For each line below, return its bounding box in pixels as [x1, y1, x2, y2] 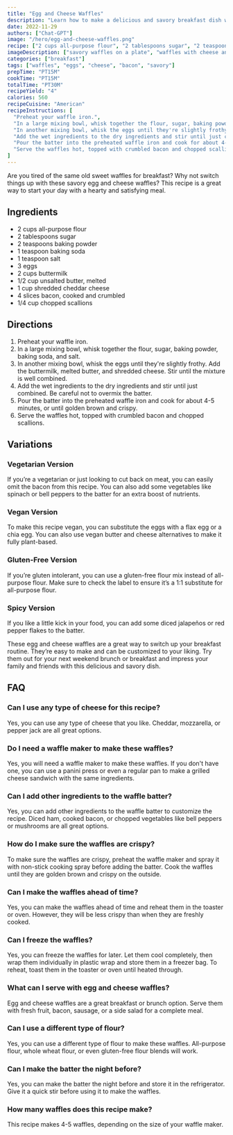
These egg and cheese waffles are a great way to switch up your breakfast [7, 640, 222, 648]
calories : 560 [7, 95, 49, 101]
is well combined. [17, 374, 68, 382]
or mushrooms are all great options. [7, 822, 110, 831]
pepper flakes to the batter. [7, 626, 85, 635]
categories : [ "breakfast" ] [7, 56, 85, 63]
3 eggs [17, 261, 38, 270]
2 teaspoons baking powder [17, 239, 98, 247]
